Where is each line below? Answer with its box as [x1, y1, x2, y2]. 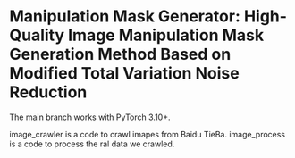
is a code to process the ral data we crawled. [9, 138, 175, 149]
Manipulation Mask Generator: [9, 6, 241, 27]
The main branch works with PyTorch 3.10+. [9, 112, 171, 122]
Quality [9, 25, 65, 46]
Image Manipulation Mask [67, 25, 265, 46]
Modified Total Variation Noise [9, 63, 240, 84]
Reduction [9, 82, 88, 103]
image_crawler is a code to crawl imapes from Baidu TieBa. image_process [9, 129, 286, 139]
